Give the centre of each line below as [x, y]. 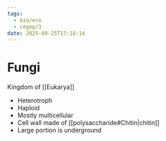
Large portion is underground [59, 131]
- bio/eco [27, 20]
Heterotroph [35, 101]
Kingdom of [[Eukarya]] [41, 87]
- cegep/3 [27, 27]
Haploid [28, 108]
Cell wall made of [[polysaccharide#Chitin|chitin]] [88, 123]
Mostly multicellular [45, 115]
